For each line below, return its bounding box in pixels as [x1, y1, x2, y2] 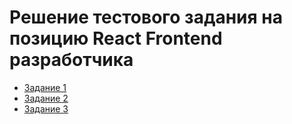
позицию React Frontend [9, 27, 223, 50]
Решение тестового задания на [9, 6, 283, 29]
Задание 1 [23, 81, 67, 93]
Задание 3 [23, 102, 69, 115]
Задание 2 [23, 92, 69, 104]
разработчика [9, 49, 134, 71]
